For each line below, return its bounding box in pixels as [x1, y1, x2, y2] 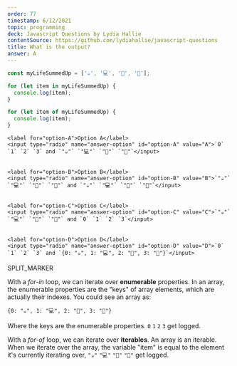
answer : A [7, 51, 37, 58]
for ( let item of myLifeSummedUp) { [7, 108, 116, 116]
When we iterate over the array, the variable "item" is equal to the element [7, 343, 225, 351]
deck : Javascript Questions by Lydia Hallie [7, 30, 142, 38]
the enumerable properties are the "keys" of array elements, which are [7, 286, 215, 293]
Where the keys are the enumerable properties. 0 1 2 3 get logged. [7, 322, 201, 330]
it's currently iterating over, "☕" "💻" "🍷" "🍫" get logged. [7, 350, 169, 359]
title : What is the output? [7, 43, 91, 51]
